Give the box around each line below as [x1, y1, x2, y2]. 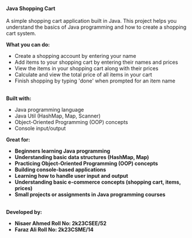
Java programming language [14, 106, 84, 113]
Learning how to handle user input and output [14, 173, 129, 179]
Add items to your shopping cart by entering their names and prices [14, 58, 179, 65]
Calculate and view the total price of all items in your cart [14, 71, 152, 78]
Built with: [6, 95, 32, 102]
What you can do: [6, 41, 50, 48]
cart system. [6, 30, 36, 37]
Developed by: [6, 209, 43, 215]
